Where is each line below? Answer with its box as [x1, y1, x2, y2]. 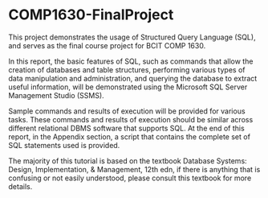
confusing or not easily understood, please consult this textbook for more [8, 173, 252, 183]
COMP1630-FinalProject [8, 6, 174, 24]
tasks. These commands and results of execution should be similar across [8, 114, 254, 124]
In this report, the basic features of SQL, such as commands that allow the [8, 56, 254, 66]
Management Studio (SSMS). [8, 90, 104, 100]
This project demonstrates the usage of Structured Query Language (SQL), [8, 32, 256, 42]
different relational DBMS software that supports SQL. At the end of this [8, 123, 245, 133]
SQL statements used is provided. [8, 140, 120, 150]
